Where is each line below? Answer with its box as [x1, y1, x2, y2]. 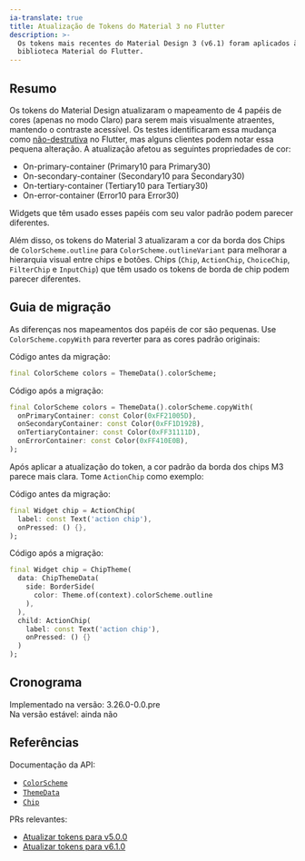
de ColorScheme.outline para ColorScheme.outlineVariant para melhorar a [9, 244, 288, 255]
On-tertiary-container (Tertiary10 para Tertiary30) [22, 180, 209, 191]
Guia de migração [9, 300, 112, 315]
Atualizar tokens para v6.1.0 [22, 841, 126, 852]
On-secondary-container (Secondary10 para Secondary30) [22, 170, 245, 182]
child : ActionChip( [17, 616, 92, 625]
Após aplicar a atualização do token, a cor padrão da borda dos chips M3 [9, 460, 284, 472]
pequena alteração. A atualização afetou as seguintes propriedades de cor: [9, 143, 291, 154]
